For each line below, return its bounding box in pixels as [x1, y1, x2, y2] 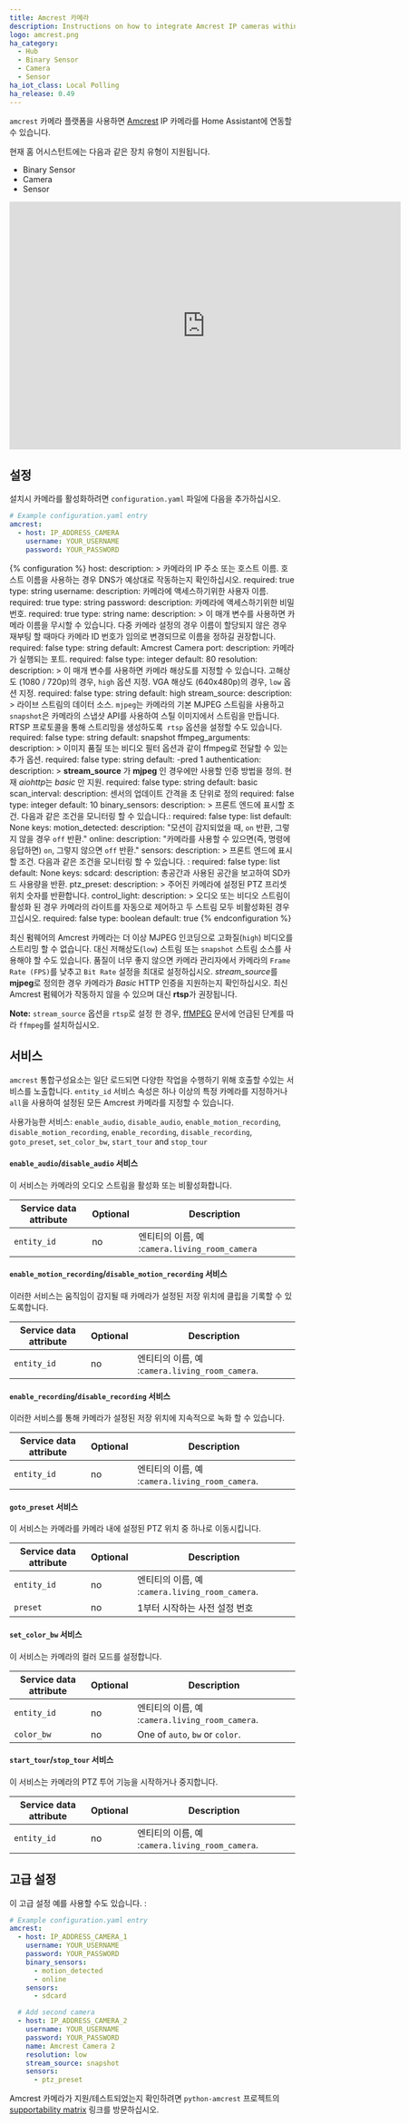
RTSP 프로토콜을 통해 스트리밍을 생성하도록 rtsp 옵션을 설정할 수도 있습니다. [9, 721, 283, 732]
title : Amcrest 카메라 [9, 13, 90, 23]
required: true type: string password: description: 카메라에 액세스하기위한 [9, 596, 278, 608]
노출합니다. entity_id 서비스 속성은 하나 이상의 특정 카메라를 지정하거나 [33, 1085, 288, 1096]
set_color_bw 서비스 [9, 1629, 83, 1639]
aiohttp [18, 777, 46, 788]
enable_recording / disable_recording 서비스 [9, 1390, 170, 1402]
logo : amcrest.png [9, 30, 79, 39]
